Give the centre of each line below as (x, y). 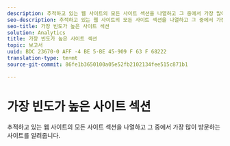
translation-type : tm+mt (42, 58)
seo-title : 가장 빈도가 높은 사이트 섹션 (58, 26)
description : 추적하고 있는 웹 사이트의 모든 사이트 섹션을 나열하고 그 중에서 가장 (110, 13)
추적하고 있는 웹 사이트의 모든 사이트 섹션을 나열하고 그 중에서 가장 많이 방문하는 (114, 127)
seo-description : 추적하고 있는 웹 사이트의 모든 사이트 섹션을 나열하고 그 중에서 (110, 20)
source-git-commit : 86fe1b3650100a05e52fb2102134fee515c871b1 (98, 64)
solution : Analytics (37, 33)
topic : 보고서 (25, 45)
